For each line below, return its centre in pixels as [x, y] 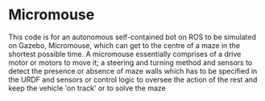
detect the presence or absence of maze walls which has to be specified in [133, 71]
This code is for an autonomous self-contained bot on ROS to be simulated [132, 37]
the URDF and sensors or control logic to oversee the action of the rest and [133, 79]
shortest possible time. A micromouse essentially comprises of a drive [125, 54]
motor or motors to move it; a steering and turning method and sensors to [130, 63]
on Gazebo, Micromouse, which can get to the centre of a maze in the [124, 45]
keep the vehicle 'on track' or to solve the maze [87, 88]
